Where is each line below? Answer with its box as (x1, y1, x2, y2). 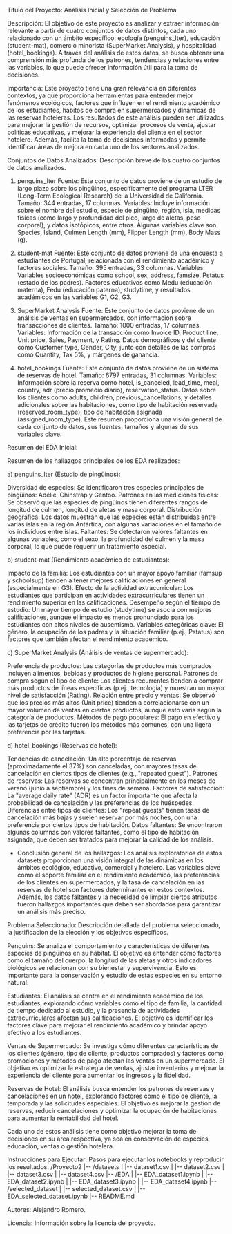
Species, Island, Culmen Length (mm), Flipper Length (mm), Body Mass (17, 228, 221, 236)
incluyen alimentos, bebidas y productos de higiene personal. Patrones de (7, 670, 218, 677)
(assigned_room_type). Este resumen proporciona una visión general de (17, 415, 222, 424)
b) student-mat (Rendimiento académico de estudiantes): (7, 556, 171, 564)
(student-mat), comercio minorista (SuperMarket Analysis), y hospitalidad (7, 41, 217, 49)
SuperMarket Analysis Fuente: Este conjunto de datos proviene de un (17, 307, 215, 314)
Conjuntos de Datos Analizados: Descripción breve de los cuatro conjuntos (7, 156, 221, 164)
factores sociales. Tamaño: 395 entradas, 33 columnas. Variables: (17, 264, 206, 272)
